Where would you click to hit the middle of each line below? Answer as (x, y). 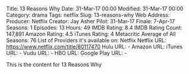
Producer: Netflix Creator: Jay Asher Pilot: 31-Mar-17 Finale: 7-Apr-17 (91, 21)
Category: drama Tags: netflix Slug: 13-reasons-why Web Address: (88, 15)
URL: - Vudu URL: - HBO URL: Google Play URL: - (67, 53)
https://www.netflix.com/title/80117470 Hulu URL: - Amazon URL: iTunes (94, 47)
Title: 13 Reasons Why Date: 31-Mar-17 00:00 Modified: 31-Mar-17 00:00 (95, 9)
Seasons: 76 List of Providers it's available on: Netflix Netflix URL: (86, 40)
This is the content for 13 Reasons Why (54, 64)
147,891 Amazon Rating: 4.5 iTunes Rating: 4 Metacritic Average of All (91, 34)
